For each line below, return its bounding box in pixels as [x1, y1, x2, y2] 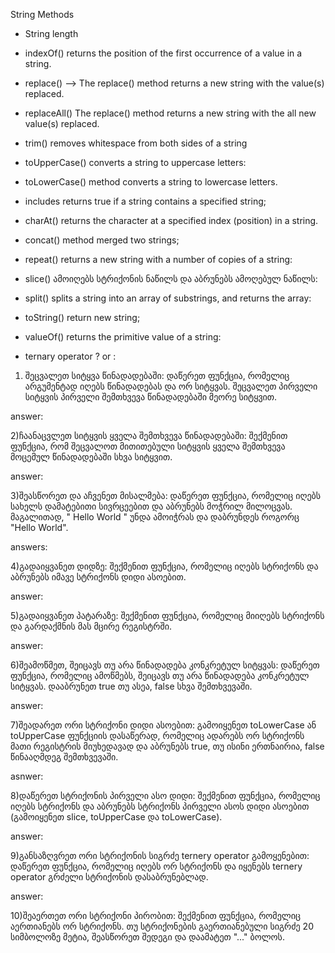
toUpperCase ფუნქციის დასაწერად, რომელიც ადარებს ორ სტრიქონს [10, 730, 305, 741]
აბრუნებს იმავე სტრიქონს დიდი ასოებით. [10, 571, 187, 583]
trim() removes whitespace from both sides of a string [24, 137, 248, 149]
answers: [10, 541, 48, 553]
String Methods [10, 9, 75, 20]
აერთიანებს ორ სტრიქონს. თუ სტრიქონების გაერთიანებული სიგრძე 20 [10, 920, 314, 932]
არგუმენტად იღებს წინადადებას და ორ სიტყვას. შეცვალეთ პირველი [24, 380, 318, 392]
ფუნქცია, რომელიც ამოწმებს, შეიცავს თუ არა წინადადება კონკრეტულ [10, 670, 310, 681]
